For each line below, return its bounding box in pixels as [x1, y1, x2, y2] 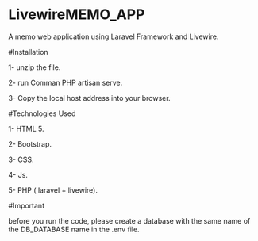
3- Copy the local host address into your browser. [8, 93, 171, 102]
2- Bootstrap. [8, 139, 52, 148]
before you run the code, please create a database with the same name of [8, 216, 251, 225]
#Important [8, 201, 45, 210]
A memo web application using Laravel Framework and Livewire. [8, 32, 219, 41]
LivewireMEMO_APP [8, 6, 145, 24]
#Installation [8, 47, 49, 56]
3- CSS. [8, 155, 34, 164]
